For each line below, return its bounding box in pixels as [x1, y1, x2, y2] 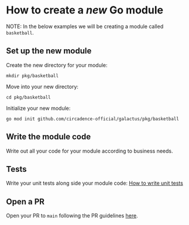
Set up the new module [6, 46, 92, 56]
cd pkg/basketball [6, 94, 51, 100]
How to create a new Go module [6, 4, 164, 17]
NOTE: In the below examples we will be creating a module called [6, 23, 164, 30]
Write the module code [6, 132, 91, 142]
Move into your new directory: [6, 83, 79, 90]
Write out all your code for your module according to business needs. [6, 147, 174, 154]
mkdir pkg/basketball [6, 72, 59, 79]
